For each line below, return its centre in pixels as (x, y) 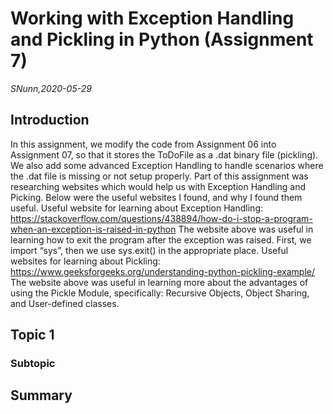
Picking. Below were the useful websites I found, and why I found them (156, 197)
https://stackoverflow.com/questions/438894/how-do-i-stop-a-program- (161, 218)
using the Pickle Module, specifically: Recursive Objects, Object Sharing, (160, 293)
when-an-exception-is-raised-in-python (93, 229)
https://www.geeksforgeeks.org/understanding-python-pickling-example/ (162, 271)
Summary (41, 395)
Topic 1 (32, 335)
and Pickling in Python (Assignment (162, 39)
